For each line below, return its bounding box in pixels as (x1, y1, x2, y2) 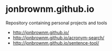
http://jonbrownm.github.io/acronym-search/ (12, 35, 105, 41)
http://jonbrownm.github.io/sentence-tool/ (12, 40, 100, 46)
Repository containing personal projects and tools (5, 20, 108, 26)
